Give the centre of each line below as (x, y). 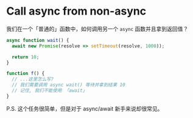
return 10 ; (26, 57)
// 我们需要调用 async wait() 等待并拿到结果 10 (69, 85)
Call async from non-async (76, 11)
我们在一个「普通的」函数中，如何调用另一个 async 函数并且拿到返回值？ (97, 29)
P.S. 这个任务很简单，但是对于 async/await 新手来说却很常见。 (85, 108)
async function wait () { (38, 40)
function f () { (26, 74)
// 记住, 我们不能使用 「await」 (49, 91)
